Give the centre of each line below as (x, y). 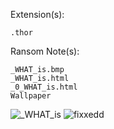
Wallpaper (31, 96)
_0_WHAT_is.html (44, 87)
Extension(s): (37, 14)
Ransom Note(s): (45, 51)
